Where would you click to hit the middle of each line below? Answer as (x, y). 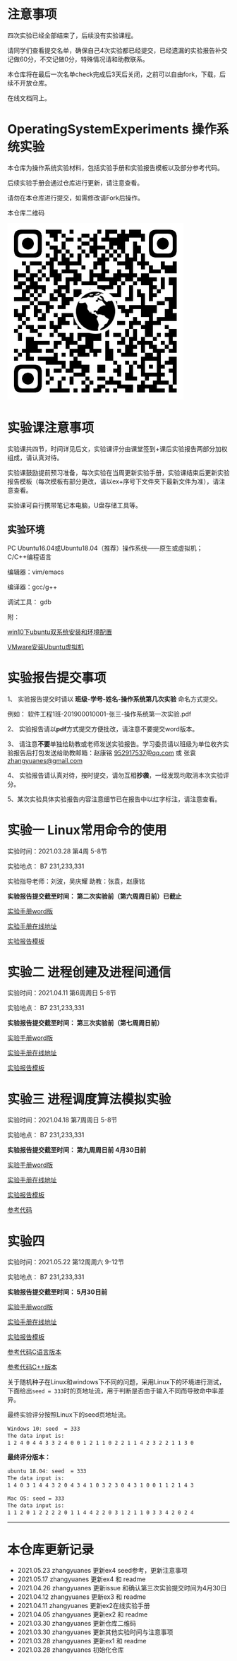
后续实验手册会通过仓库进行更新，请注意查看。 (75, 182)
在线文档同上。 (29, 98)
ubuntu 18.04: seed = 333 (47, 1471)
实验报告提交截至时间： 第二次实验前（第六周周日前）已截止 (95, 896)
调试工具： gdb (29, 601)
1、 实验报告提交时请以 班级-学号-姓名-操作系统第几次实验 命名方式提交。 (115, 699)
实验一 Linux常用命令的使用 (87, 830)
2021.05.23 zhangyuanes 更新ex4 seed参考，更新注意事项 (103, 1571)
